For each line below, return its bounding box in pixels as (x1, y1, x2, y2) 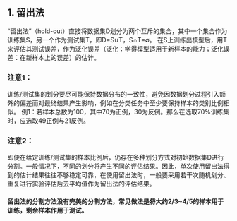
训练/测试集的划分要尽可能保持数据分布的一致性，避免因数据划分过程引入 (7, 90, 220, 99)
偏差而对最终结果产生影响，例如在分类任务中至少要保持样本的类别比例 (19, 99, 224, 107)
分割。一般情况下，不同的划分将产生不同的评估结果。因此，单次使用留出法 (7, 162, 224, 171)
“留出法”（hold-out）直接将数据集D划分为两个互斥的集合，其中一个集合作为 (7, 27, 228, 35)
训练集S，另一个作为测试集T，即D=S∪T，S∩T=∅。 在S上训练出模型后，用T (7, 35, 228, 44)
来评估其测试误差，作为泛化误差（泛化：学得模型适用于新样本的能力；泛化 (7, 44, 224, 53)
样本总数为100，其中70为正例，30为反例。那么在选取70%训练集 (42, 108, 230, 117)
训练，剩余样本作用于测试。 (7, 206, 88, 214)
